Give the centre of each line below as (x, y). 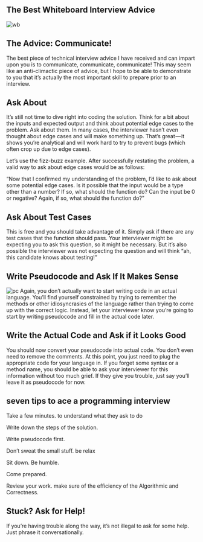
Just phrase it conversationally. (45, 532)
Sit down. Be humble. (33, 462)
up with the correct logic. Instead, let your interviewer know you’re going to (100, 310)
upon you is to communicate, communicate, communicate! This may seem (99, 64)
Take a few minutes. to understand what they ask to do (75, 415)
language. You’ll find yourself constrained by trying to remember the (91, 298)
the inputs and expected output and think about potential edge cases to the (100, 124)
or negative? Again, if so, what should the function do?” (76, 198)
